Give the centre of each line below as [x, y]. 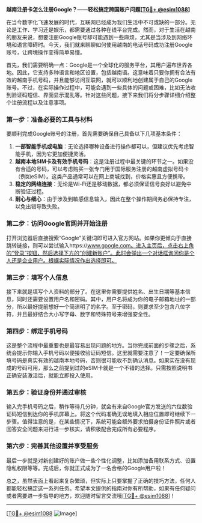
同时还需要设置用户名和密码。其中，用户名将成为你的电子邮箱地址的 [101, 299]
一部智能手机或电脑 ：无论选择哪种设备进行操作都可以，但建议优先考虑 [102, 147]
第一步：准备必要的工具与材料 [50, 119]
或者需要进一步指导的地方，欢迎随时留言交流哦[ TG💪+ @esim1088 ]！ [91, 495]
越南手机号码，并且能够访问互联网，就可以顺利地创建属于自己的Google [105, 80]
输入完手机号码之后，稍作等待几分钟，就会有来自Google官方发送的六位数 [97, 407]
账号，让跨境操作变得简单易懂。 [46, 52]
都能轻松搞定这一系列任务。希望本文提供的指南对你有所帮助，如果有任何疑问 [101, 488]
